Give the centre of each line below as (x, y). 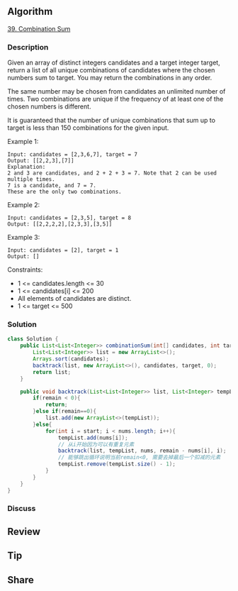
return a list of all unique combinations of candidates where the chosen (111, 70)
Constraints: (25, 270)
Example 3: (24, 238)
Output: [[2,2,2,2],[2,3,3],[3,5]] (60, 224)
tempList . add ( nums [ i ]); (93, 438)
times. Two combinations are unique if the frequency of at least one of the (115, 99)
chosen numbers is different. (49, 106)
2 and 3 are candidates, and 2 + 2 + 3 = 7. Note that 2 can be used (112, 173)
